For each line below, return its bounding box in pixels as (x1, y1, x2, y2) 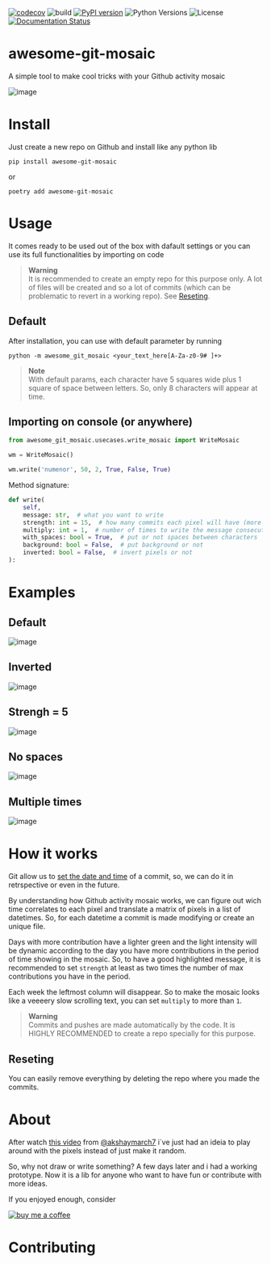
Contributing (8, 1238, 96, 1257)
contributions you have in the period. (8, 971, 131, 982)
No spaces (8, 750, 63, 763)
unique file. (8, 922, 46, 932)
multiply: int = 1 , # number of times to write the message (23, 526, 232, 534)
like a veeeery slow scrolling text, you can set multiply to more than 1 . (8, 996, 242, 1006)
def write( (8, 496, 45, 505)
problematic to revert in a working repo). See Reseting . (27, 291, 211, 301)
